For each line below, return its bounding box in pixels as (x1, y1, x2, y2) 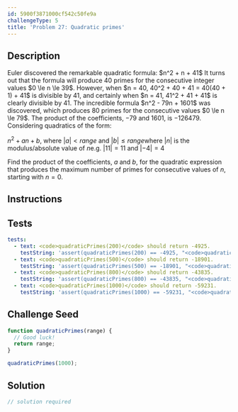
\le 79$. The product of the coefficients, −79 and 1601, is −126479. (7, 114, 202, 123)
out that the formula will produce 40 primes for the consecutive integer (7, 76, 215, 85)
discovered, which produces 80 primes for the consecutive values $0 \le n (7, 106, 225, 115)
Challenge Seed (7, 308, 79, 321)
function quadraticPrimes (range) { (7, 327, 113, 334)
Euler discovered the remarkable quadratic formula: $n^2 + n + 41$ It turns (7, 69, 225, 77)
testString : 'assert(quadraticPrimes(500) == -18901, (20, 262, 182, 269)
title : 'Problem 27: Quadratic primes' (7, 23, 125, 30)
